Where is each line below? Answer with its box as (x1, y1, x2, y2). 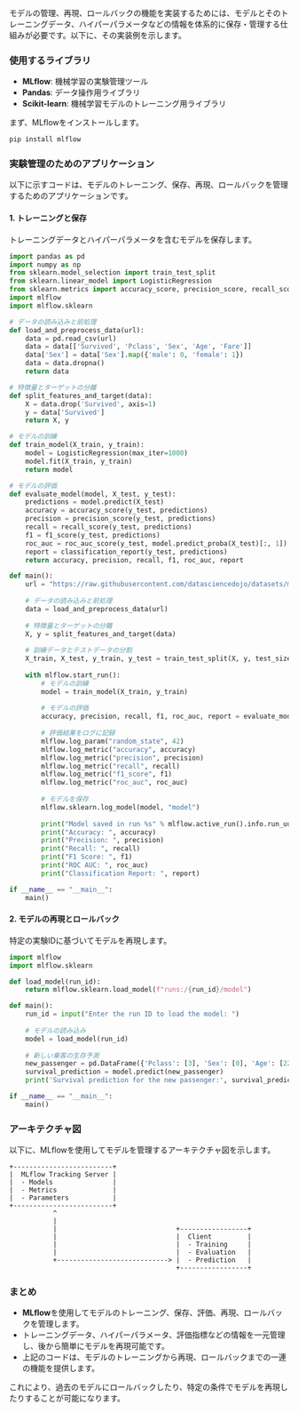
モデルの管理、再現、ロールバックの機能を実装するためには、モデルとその (9, 8, 281, 18)
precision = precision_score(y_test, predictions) (25, 515, 216, 523)
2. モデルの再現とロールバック (9, 913, 120, 924)
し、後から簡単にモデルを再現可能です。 (21, 1341, 170, 1352)
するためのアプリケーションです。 (9, 190, 133, 202)
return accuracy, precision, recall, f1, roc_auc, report (25, 555, 244, 564)
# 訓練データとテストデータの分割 (25, 646, 133, 655)
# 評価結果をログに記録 (41, 729, 115, 738)
